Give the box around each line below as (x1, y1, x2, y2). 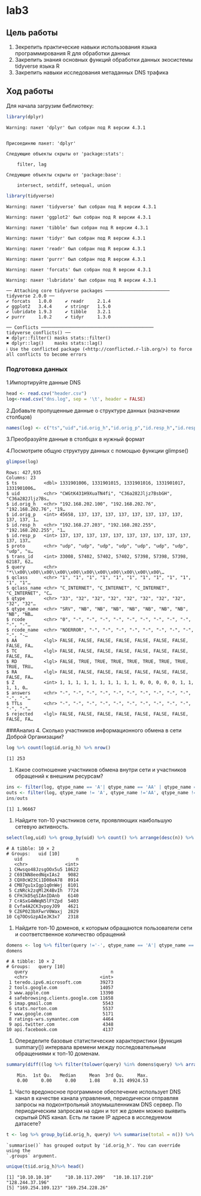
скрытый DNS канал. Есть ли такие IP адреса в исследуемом (14, 1114, 172, 1121)
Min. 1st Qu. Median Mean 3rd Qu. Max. (17, 1072, 148, 1078)
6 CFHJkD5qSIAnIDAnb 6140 (8, 893, 79, 898)
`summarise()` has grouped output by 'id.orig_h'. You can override (6, 1143, 181, 1149)
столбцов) (6, 413, 32, 420)
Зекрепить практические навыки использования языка (14, 43, 157, 50)
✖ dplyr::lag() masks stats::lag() (6, 340, 103, 346)
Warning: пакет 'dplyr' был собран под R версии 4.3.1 (6, 124, 146, 131)
